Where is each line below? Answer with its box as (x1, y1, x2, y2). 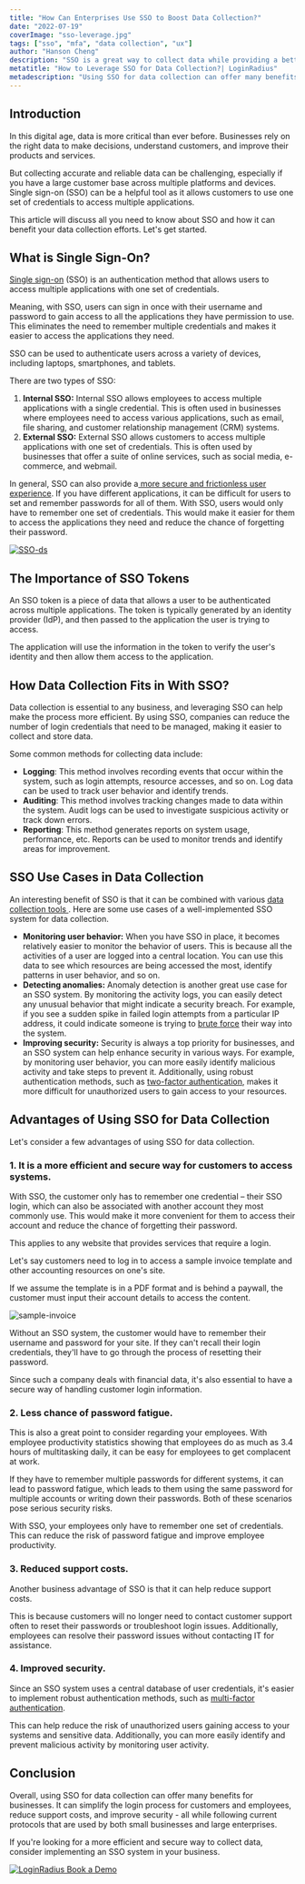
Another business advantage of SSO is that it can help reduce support (9, 1583, 271, 1594)
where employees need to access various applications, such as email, (22, 412, 284, 423)
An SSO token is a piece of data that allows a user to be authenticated (9, 595, 271, 606)
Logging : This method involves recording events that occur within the (22, 766, 284, 776)
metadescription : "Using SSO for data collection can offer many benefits (9, 73, 299, 82)
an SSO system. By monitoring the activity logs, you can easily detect (22, 988, 283, 999)
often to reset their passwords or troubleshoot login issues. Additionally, (9, 1620, 279, 1631)
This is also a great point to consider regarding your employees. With (9, 1427, 268, 1438)
